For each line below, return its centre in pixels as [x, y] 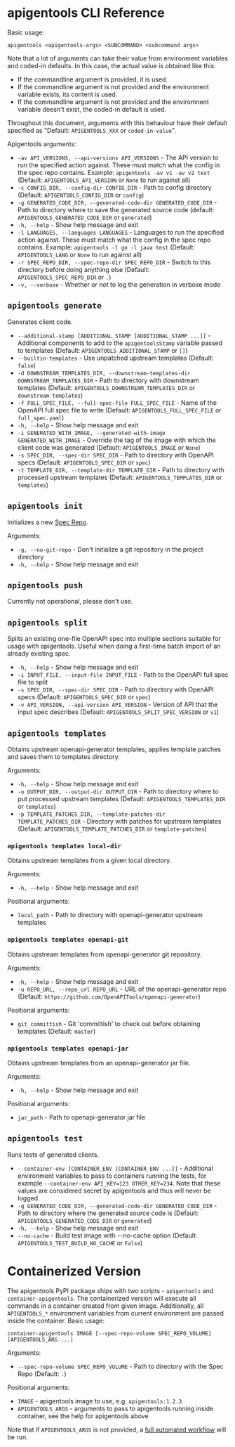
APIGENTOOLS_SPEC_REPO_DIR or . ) [64, 277]
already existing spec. [39, 654]
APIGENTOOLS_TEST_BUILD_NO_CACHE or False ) [80, 1242]
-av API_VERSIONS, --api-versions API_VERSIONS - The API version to [118, 157]
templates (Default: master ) [56, 1031]
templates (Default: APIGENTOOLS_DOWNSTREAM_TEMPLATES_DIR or [106, 387]
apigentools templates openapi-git [68, 940]
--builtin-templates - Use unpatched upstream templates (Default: [115, 358]
